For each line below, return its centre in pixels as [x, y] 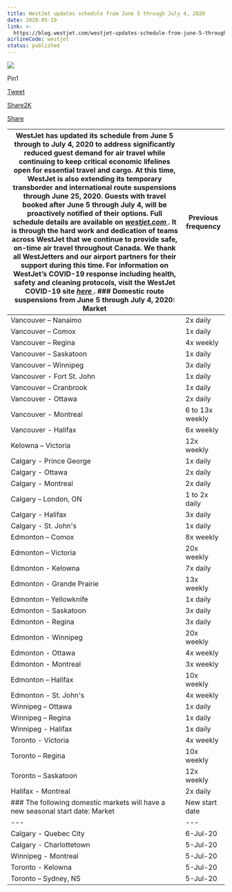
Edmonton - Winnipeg [47, 637]
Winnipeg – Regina [41, 718]
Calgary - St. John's [44, 526]
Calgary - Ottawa [39, 472]
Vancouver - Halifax [43, 430]
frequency [203, 226]
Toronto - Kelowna [41, 867]
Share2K [20, 105]
